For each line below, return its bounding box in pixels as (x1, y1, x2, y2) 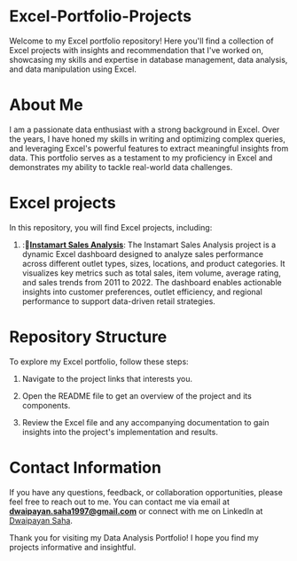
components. (21, 400, 71, 410)
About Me (9, 95, 83, 115)
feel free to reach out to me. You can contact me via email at (9, 496, 231, 507)
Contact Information (9, 457, 162, 478)
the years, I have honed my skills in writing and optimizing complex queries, (9, 133, 285, 144)
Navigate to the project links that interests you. (21, 373, 193, 384)
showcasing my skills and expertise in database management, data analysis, (9, 54, 288, 65)
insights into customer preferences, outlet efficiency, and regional (21, 286, 263, 297)
